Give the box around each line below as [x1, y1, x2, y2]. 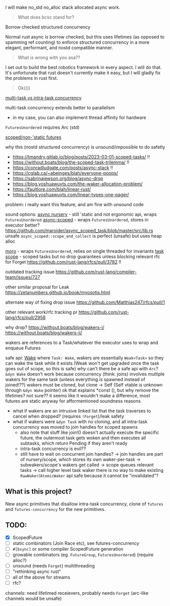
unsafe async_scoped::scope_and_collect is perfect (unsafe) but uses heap [5, 233, 162, 239]
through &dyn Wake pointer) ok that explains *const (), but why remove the [5, 387, 159, 393]
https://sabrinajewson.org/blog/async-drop [12, 175, 104, 181]
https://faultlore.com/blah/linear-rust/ [12, 186, 91, 192]
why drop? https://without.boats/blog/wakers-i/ [5, 325, 105, 330]
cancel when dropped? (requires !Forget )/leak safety [12, 413, 124, 419]
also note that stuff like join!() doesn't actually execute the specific [20, 429, 159, 435]
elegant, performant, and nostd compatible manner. [5, 45, 113, 50]
